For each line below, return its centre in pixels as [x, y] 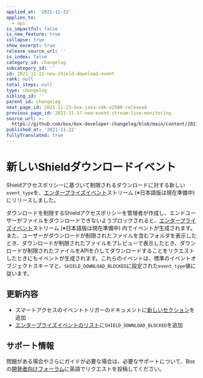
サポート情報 [30, 346]
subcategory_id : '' [31, 68]
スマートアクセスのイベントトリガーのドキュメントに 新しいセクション [102, 310]
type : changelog [27, 91]
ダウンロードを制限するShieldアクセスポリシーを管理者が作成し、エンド [96, 213]
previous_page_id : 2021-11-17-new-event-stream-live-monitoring [89, 113]
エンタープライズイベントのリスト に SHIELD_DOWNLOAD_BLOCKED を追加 [99, 325]
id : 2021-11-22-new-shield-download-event [60, 74]
